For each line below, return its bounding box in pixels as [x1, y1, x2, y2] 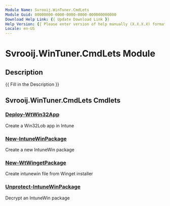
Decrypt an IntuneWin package [5, 195, 70, 201]
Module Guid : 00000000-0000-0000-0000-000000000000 [5, 12, 116, 17]
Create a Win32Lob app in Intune [5, 122, 74, 129]
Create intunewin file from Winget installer [5, 171, 94, 177]
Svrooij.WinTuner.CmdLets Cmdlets [5, 96, 121, 105]
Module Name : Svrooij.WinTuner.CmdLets [5, 7, 90, 13]
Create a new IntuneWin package [5, 147, 75, 153]
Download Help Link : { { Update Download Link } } [5, 17, 110, 22]
